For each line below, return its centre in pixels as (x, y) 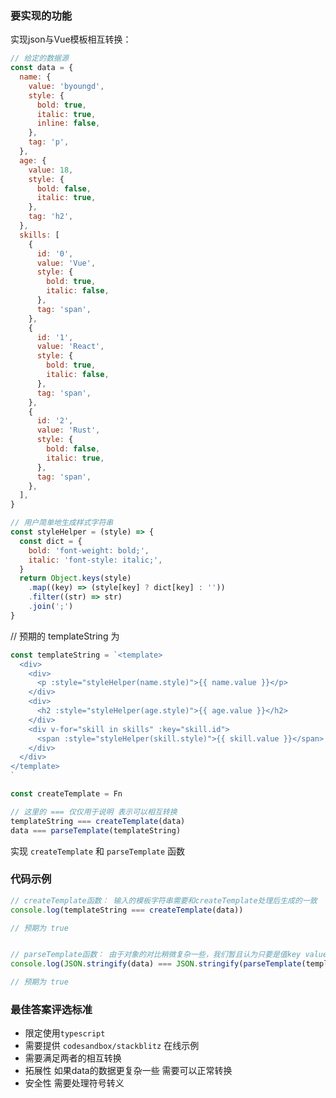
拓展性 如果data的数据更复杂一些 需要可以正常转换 (128, 1071)
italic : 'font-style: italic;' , (95, 560)
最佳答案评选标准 (51, 1010)
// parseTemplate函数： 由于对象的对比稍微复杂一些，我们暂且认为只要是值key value (169, 955)
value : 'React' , (70, 347)
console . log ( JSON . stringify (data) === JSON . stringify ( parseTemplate (156, 964)
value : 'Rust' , (68, 430)
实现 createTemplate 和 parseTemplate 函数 (98, 851)
